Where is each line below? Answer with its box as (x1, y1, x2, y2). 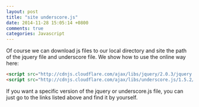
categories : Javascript (6, 31, 65, 37)
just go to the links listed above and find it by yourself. (6, 93, 138, 101)
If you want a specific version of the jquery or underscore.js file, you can (6, 87, 184, 95)
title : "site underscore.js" (6, 14, 78, 20)
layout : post (6, 8, 38, 15)
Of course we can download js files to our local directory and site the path (6, 47, 187, 54)
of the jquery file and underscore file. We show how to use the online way (6, 53, 186, 61)
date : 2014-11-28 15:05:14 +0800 (6, 20, 89, 26)
